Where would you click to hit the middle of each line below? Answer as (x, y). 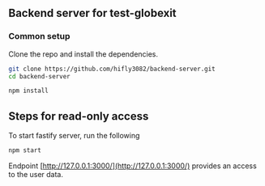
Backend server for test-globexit (92, 13)
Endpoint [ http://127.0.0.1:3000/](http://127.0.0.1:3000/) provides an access (132, 166)
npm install (28, 91)
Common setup (39, 36)
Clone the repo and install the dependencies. (83, 54)
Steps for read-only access (79, 116)
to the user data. (36, 174)
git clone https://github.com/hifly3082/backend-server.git (112, 69)
